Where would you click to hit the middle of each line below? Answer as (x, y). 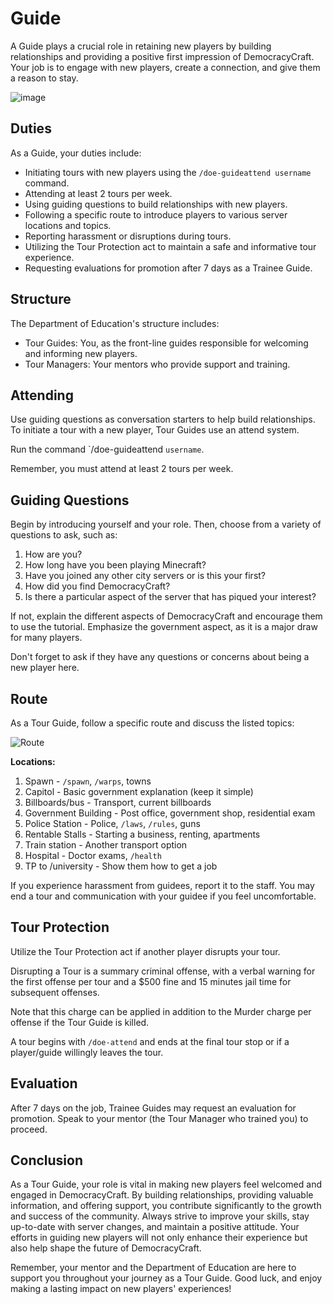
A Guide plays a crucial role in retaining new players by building (141, 46)
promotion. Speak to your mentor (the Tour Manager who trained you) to (159, 1118)
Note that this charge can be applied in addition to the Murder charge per (161, 1011)
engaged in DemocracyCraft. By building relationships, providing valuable (162, 1195)
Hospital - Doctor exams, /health (93, 855)
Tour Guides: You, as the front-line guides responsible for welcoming (166, 343)
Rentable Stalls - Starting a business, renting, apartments (142, 834)
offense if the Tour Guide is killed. (80, 1022)
